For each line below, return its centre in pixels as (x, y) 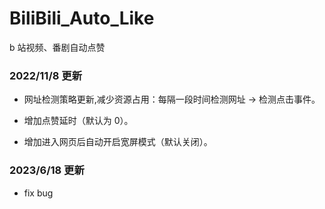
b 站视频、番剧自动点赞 (57, 47)
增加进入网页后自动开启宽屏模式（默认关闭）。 (118, 142)
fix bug (38, 193)
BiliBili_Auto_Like (82, 18)
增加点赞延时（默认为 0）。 (78, 121)
